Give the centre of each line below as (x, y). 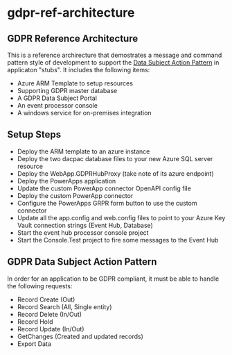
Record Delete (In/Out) (49, 314)
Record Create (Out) (46, 299)
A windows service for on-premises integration (84, 113)
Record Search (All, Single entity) (64, 306)
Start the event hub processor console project (83, 232)
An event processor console (57, 105)
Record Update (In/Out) (51, 329)
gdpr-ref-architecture (71, 13)
